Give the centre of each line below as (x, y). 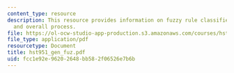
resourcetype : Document (42, 46)
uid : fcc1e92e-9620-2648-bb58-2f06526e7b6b (71, 59)
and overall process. (45, 26)
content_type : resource (42, 14)
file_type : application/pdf (48, 40)
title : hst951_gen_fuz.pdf (46, 53)
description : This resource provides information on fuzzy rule (102, 20)
